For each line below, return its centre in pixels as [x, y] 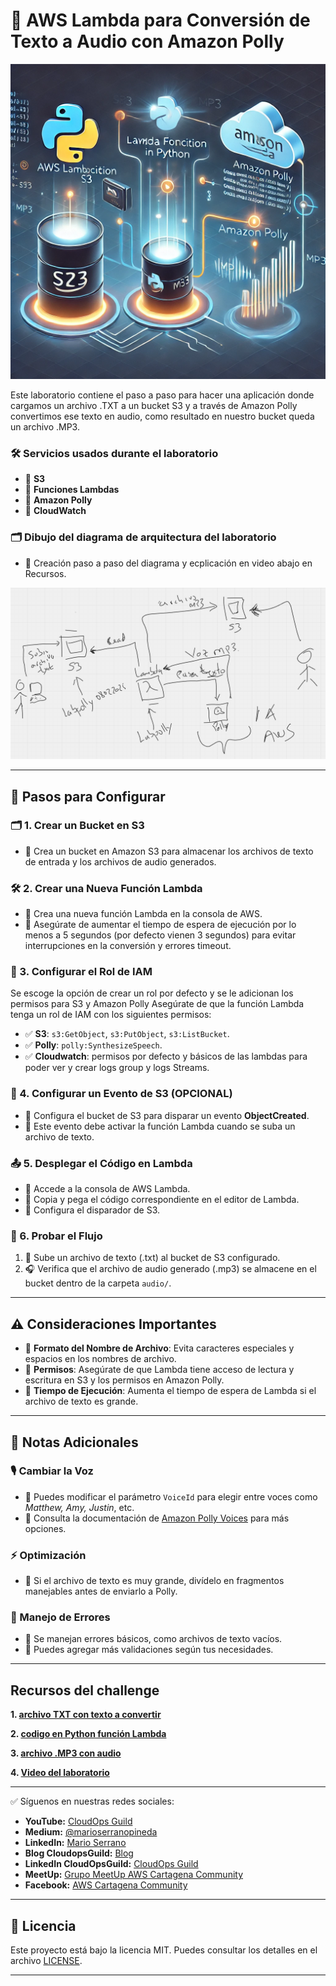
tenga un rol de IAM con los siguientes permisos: [111, 1015]
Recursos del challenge [85, 1690]
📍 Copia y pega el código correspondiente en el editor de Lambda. [162, 1200]
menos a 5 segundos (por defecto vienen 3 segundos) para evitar [160, 935]
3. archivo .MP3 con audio [66, 1753]
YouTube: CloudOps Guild [78, 1821]
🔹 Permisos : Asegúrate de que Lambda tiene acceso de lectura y [159, 1370]
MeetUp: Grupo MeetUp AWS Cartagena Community [134, 1875]
